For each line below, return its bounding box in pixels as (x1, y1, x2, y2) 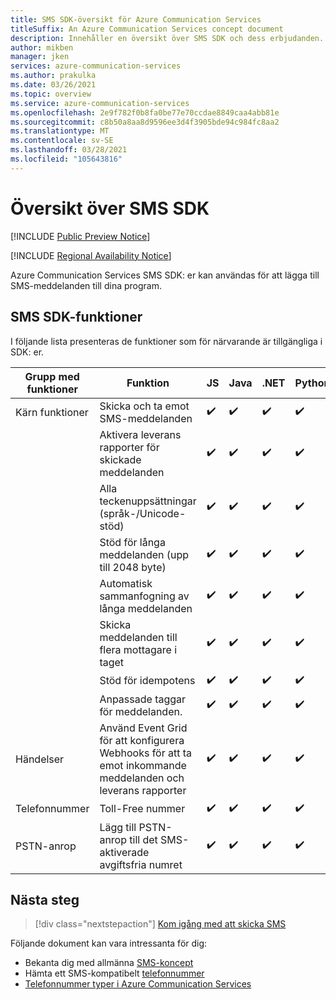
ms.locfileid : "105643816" (10, 154, 123, 164)
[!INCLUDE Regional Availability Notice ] (10, 249, 172, 261)
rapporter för (99, 440, 160, 454)
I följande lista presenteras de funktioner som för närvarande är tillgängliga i (10, 335, 323, 347)
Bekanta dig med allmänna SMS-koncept (24, 957, 194, 969)
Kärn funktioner (15, 405, 89, 419)
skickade (99, 452, 142, 466)
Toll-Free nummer (99, 802, 186, 815)
